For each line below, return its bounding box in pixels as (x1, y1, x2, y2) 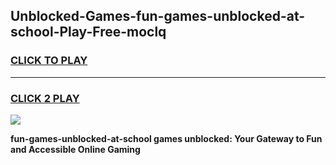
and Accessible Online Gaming (10, 143, 141, 155)
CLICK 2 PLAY (10, 91, 80, 105)
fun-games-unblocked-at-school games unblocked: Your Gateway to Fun (10, 132, 323, 144)
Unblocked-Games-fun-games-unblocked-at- (10, 8, 306, 25)
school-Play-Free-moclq (10, 24, 167, 41)
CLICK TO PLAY (10, 54, 88, 68)
